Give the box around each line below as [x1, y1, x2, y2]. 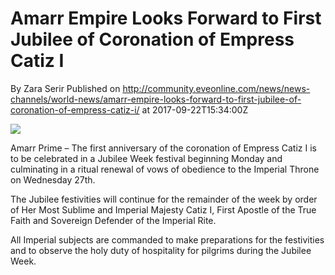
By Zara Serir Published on [10, 82, 121, 94]
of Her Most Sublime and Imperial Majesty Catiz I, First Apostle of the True [10, 203, 317, 216]
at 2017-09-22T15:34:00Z [141, 103, 249, 116]
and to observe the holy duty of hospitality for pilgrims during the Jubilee [10, 244, 312, 256]
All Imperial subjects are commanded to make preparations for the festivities [10, 233, 325, 246]
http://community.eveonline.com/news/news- [122, 82, 311, 94]
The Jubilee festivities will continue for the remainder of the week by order [10, 193, 318, 205]
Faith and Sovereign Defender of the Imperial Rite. [10, 214, 217, 226]
